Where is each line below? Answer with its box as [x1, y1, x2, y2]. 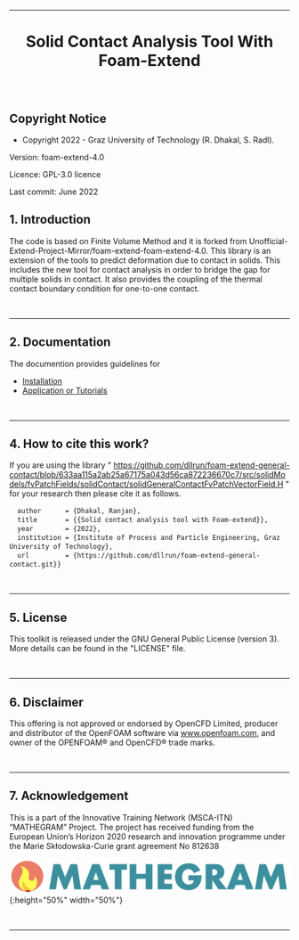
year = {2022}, [17, 525, 101, 534]
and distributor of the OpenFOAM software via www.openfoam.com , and [9, 728, 276, 739]
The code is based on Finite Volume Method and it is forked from [9, 235, 247, 246]
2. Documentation [9, 335, 111, 350]
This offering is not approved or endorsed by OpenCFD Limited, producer [9, 718, 279, 729]
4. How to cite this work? [9, 437, 149, 452]
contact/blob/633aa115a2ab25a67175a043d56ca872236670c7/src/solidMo [9, 470, 287, 480]
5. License [9, 609, 68, 625]
